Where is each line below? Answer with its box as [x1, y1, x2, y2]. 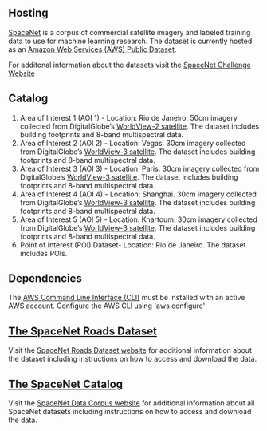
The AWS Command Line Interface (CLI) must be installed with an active [8, 293, 245, 302]
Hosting [8, 6, 49, 20]
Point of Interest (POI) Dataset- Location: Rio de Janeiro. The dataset [19, 239, 246, 250]
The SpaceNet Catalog [8, 377, 124, 390]
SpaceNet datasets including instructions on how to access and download [8, 407, 252, 417]
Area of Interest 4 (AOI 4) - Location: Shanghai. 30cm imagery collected [19, 189, 257, 199]
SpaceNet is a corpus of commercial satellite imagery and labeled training [8, 27, 251, 37]
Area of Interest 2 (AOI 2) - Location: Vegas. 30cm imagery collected [19, 138, 246, 148]
